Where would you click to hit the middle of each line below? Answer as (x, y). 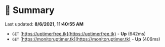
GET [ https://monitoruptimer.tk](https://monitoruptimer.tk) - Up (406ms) (86, 39)
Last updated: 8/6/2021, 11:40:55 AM (44, 24)
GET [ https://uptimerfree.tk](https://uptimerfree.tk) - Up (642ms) (79, 33)
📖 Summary (30, 10)
